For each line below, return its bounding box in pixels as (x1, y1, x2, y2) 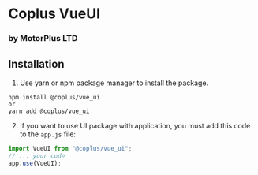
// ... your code (8, 151, 65, 160)
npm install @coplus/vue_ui (8, 93, 101, 101)
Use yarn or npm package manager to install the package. (19, 78, 209, 87)
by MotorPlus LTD (8, 33, 78, 44)
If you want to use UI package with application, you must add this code (19, 121, 251, 130)
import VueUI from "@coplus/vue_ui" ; (8, 144, 133, 152)
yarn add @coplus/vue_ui (8, 107, 90, 115)
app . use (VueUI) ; (8, 159, 62, 167)
